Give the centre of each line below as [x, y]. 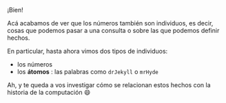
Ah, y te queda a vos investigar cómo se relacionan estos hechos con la [109, 85]
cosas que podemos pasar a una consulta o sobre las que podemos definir [113, 31]
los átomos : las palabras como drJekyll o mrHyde [88, 72]
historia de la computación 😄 [49, 92]
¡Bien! [16, 10]
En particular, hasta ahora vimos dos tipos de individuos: [88, 51]
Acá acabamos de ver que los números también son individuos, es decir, [110, 23]
